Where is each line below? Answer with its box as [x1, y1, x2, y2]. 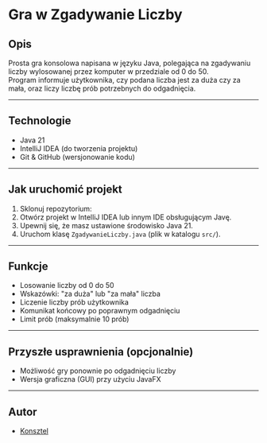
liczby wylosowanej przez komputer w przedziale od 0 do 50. [8, 67, 209, 76]
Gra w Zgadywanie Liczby [8, 6, 183, 24]
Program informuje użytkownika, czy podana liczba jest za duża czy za [8, 76, 241, 84]
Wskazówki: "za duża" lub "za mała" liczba [19, 289, 161, 299]
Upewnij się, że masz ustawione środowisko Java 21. [19, 220, 193, 230]
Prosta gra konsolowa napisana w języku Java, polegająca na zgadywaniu [8, 58, 251, 68]
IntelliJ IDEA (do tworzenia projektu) [19, 143, 138, 153]
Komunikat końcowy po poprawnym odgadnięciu [19, 306, 180, 316]
